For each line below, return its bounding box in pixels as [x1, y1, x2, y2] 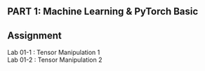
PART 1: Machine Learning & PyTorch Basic [7, 6, 199, 18]
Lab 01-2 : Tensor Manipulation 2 [7, 56, 102, 64]
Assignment [7, 30, 62, 41]
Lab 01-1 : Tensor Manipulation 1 [7, 49, 100, 57]
